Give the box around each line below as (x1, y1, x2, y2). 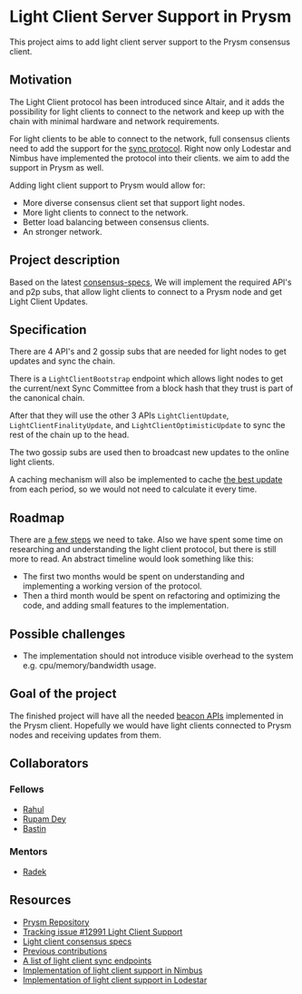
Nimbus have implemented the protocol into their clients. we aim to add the (9, 152, 290, 163)
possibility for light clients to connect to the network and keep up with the (9, 106, 285, 117)
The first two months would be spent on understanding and (22, 571, 245, 582)
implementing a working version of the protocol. (22, 580, 202, 591)
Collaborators (9, 755, 89, 772)
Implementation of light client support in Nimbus (22, 964, 203, 976)
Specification (9, 322, 87, 337)
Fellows (9, 783, 44, 795)
